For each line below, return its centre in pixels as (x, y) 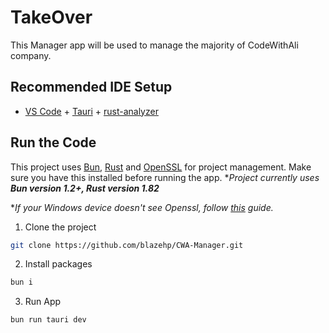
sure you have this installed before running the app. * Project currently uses (165, 177)
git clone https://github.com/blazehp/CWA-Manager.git (127, 245)
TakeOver (51, 17)
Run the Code (53, 142)
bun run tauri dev (48, 320)
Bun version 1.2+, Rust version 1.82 (85, 188)
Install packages (58, 264)
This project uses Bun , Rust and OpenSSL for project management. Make (161, 167)
